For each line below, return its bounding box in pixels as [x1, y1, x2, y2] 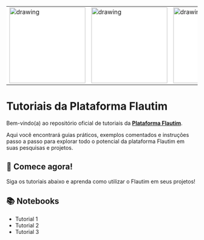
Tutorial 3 [15, 228, 39, 235]
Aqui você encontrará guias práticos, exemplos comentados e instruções [6, 131, 189, 138]
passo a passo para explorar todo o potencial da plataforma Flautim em [6, 138, 185, 145]
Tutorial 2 [15, 221, 39, 229]
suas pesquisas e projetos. [6, 144, 73, 151]
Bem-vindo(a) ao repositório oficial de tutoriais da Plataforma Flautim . [6, 119, 183, 127]
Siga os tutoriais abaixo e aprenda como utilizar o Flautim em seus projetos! [6, 178, 195, 185]
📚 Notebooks [6, 196, 59, 207]
